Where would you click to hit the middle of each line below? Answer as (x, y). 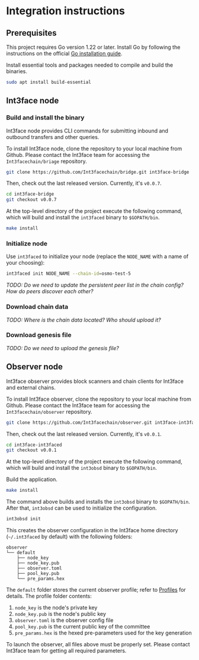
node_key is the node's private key (56, 608)
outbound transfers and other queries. (53, 137)
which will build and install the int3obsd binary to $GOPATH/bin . (82, 468)
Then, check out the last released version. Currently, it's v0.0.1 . (84, 434)
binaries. (17, 71)
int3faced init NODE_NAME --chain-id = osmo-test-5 (69, 274)
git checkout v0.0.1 (32, 450)
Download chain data (37, 307)
